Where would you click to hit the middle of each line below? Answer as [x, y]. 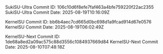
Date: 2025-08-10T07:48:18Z [35, 47]
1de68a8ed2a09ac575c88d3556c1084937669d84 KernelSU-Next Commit [82, 42]
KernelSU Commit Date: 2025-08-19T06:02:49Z [55, 27]
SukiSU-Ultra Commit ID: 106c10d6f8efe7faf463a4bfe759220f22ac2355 [80, 7]
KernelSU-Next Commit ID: [33, 37]
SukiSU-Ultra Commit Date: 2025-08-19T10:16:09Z [57, 12]
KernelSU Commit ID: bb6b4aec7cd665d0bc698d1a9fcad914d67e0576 [79, 22]
